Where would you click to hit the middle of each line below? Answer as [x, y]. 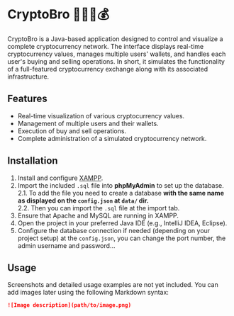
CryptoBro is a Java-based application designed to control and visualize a [115, 39]
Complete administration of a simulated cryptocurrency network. [112, 138]
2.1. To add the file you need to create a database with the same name [121, 193]
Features [27, 99]
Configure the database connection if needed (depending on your [114, 230]
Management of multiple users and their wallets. [88, 123]
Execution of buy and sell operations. [72, 131]
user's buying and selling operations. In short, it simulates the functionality [116, 61]
